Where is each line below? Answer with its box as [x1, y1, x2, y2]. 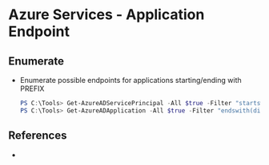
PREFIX [19, 84, 45, 93]
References [8, 129, 67, 143]
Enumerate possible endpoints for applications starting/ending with [19, 76, 242, 84]
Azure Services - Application [8, 6, 205, 24]
